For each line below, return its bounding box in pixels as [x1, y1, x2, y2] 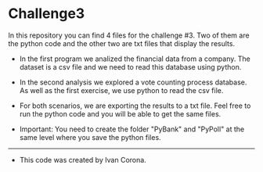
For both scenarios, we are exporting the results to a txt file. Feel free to [19, 101, 251, 110]
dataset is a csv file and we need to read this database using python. [19, 62, 242, 71]
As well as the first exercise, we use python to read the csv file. [19, 85, 224, 95]
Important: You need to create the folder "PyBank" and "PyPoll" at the [19, 124, 245, 134]
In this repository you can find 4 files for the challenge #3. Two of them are [8, 30, 250, 40]
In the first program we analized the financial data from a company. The [19, 54, 250, 63]
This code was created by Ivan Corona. [19, 155, 146, 164]
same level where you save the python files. [19, 132, 162, 142]
